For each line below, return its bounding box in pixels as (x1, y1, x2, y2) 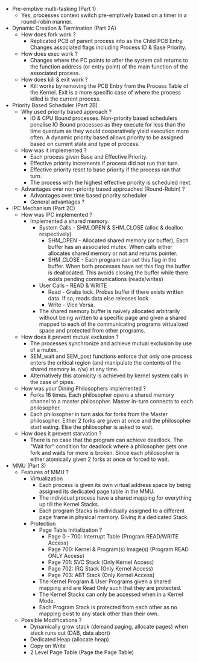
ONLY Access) (48, 552, 84, 559)
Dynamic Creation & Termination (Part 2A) (11, 24, 116, 31)
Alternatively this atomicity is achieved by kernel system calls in (30, 372, 189, 379)
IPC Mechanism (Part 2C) (11, 205, 75, 211)
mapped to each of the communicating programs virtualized (39, 320, 189, 328)
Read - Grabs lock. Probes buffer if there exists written (48, 288, 184, 296)
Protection (30, 520, 56, 527)
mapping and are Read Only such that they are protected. (39, 584, 182, 591)
